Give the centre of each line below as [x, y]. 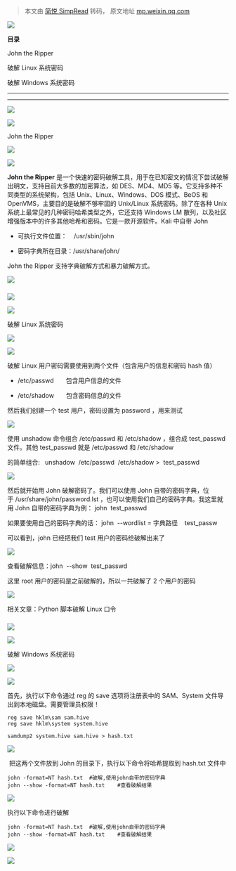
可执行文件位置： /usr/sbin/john [66, 236]
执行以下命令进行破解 [38, 812]
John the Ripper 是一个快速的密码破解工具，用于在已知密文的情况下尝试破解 [118, 177]
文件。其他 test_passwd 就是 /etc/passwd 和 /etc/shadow [91, 447]
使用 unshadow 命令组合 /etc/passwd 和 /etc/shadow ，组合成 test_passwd [117, 438]
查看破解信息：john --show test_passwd [67, 566]
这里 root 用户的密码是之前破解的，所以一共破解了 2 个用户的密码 [101, 581]
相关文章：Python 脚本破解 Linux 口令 [62, 609]
